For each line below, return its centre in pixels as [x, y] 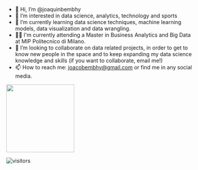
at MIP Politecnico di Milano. [50, 41]
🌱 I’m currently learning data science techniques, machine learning [98, 22]
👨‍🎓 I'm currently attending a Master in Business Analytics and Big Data [103, 35]
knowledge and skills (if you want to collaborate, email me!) [89, 61]
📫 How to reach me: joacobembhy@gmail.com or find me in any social [103, 67]
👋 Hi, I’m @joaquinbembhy [48, 9]
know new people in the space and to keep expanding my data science [103, 54]
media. [24, 76]
